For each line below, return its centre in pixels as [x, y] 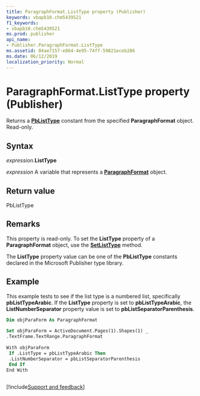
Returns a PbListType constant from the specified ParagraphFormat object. [100, 121]
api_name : [19, 40]
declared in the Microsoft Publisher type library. [65, 263]
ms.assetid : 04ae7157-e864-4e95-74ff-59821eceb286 [71, 51]
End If [17, 364]
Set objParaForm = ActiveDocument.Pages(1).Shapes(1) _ [77, 331]
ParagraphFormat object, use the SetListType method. [74, 245]
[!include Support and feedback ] [46, 387]
